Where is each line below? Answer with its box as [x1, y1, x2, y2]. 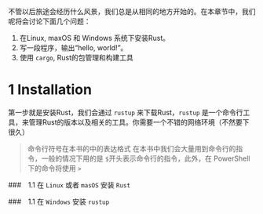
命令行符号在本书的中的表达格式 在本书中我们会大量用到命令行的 [27, 143, 236, 153]
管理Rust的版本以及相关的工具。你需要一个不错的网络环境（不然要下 [28, 117, 250, 127]
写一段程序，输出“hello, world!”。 [19, 43, 128, 53]
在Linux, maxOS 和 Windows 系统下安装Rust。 [19, 34, 170, 42]
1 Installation [8, 81, 93, 99]
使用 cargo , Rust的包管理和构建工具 [19, 53, 133, 62]
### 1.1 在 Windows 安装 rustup [8, 197, 110, 206]
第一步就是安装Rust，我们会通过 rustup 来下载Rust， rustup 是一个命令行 [8, 107, 243, 117]
